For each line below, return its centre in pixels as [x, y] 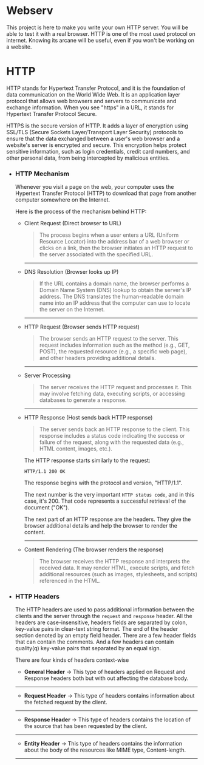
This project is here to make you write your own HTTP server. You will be [97, 27]
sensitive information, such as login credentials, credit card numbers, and [98, 151]
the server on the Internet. [72, 310]
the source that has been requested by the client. [86, 726]
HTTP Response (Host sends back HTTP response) [88, 418]
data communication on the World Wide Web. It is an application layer [93, 94]
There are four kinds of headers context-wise [72, 660]
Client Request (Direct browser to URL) [73, 223]
